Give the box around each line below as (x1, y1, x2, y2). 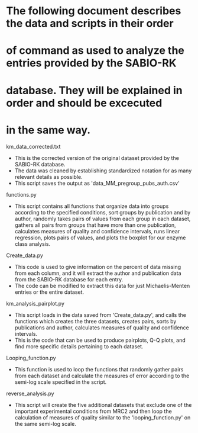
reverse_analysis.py (6, 390, 54, 397)
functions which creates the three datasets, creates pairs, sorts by (14, 317, 177, 325)
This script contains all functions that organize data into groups (14, 203, 169, 210)
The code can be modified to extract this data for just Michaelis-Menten (14, 282, 190, 289)
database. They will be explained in (6, 84, 183, 97)
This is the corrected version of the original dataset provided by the (14, 154, 179, 161)
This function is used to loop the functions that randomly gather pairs (14, 365, 184, 373)
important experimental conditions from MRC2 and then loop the (14, 408, 173, 415)
